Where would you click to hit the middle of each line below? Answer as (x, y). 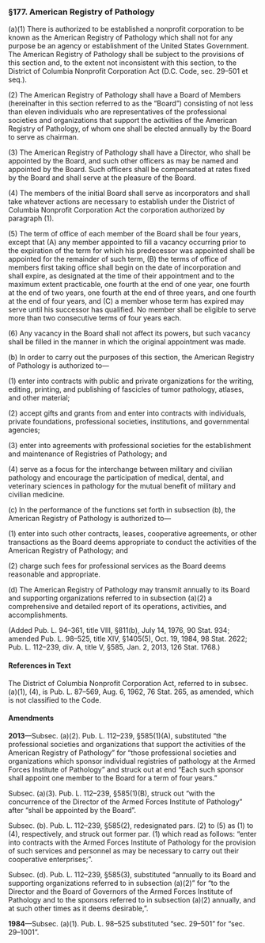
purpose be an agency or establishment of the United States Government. (129, 46)
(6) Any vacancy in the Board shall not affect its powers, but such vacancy (129, 333)
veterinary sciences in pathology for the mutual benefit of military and (122, 486)
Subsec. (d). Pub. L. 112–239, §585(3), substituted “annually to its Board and (132, 874)
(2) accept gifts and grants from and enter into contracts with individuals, (127, 413)
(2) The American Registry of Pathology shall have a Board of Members (125, 95)
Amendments (31, 718)
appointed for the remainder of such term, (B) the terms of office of (118, 259)
